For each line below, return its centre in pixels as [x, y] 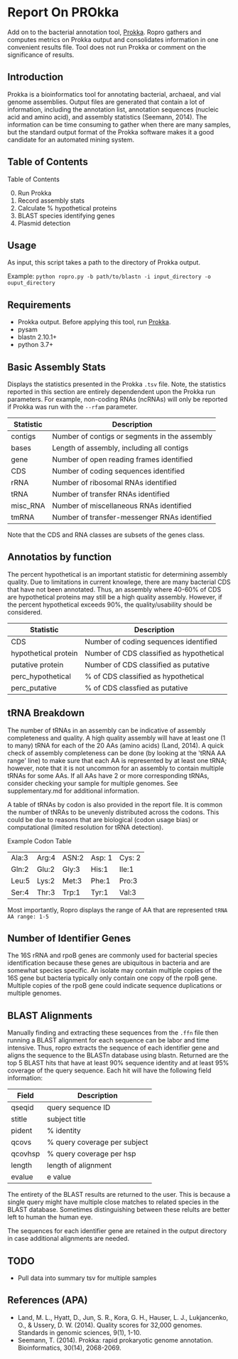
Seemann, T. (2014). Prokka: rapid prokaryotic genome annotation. [115, 1340]
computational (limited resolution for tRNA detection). [85, 827]
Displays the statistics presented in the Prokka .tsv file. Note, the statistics [117, 384]
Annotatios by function [60, 557]
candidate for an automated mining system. [71, 139]
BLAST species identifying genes [66, 215]
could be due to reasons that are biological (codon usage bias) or [103, 819]
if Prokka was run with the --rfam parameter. [73, 407]
